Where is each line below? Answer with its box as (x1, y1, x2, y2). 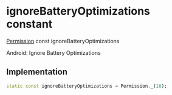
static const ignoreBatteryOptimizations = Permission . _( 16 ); (6, 83, 167, 89)
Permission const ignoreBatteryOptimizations (6, 37, 120, 44)
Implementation (6, 67, 68, 77)
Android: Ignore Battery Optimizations (6, 49, 101, 56)
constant (6, 17, 53, 31)
